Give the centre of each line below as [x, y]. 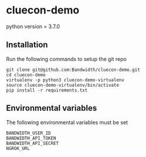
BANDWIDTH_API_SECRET [33, 143]
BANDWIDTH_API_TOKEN [31, 138]
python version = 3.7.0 [33, 26]
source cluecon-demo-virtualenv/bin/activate [62, 85]
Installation [27, 45]
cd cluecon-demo [26, 75]
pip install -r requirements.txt [47, 90]
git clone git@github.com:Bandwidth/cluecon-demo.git [73, 70]
